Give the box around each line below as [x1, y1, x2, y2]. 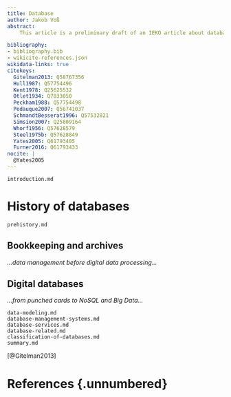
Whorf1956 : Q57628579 [13, 125, 76, 131]
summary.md [7, 340, 38, 347]
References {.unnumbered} [7, 376, 168, 391]
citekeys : [7, 67, 36, 74]
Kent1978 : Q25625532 [13, 87, 72, 94]
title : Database [7, 10, 54, 17]
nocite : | [7, 151, 36, 158]
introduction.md [7, 175, 54, 182]
